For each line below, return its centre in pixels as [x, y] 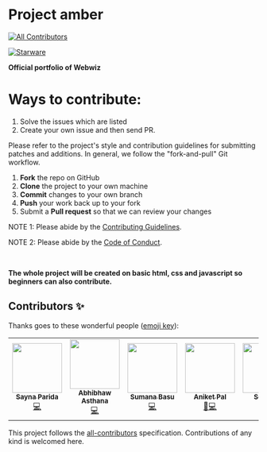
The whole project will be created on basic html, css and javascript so [126, 272]
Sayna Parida [37, 396]
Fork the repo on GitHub [60, 177]
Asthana [95, 400]
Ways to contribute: [75, 100]
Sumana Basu [152, 396]
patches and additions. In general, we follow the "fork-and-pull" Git [118, 153]
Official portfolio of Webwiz [54, 67]
